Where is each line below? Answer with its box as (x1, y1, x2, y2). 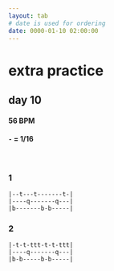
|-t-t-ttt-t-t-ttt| (8, 241, 74, 249)
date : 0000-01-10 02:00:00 (8, 27, 99, 35)
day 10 (8, 93, 42, 107)
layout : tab (8, 11, 48, 20)
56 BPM (8, 116, 35, 125)
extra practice (8, 61, 104, 80)
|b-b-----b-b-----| (8, 255, 74, 264)
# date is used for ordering (8, 19, 106, 27)
